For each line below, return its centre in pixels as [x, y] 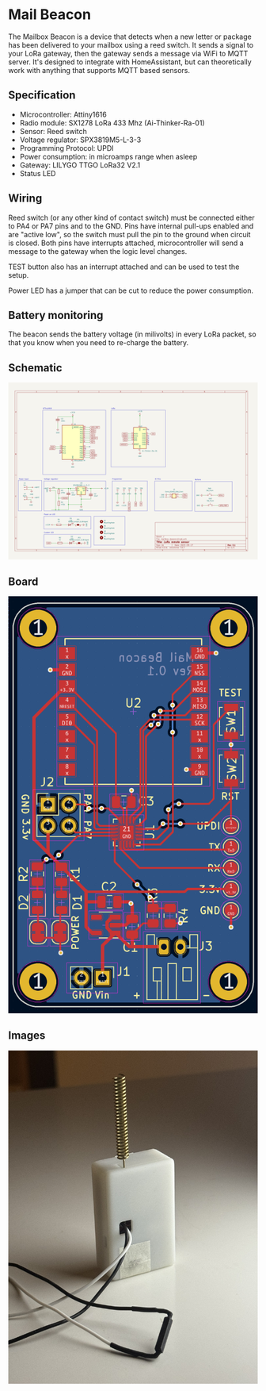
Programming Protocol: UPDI [66, 148]
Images [27, 1036]
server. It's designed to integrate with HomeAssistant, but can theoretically [130, 62]
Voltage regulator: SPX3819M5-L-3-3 [80, 140]
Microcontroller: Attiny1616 [63, 114]
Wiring [25, 199]
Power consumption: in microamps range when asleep [108, 156]
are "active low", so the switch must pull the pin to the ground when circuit [129, 234]
